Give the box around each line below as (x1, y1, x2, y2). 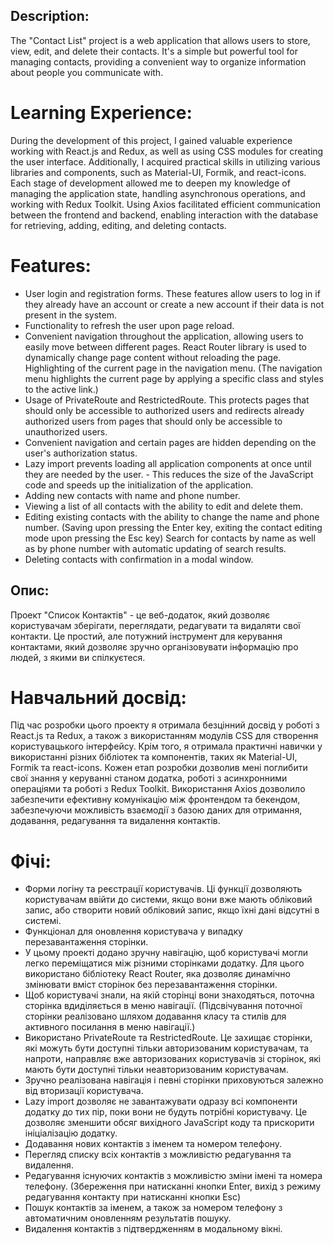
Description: (10, 8, 90, 25)
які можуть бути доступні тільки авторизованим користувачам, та (24, 1042, 310, 1054)
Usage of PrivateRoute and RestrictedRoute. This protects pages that (24, 394, 310, 406)
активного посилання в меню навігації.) (24, 1021, 196, 1033)
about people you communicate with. (10, 66, 164, 78)
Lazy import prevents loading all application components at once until (24, 457, 312, 469)
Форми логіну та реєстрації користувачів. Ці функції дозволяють (24, 883, 303, 895)
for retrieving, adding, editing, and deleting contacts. (10, 219, 227, 231)
